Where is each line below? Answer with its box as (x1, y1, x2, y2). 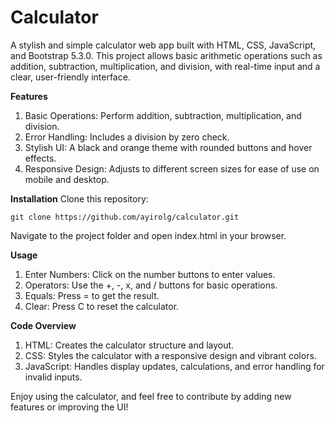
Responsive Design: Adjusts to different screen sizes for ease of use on (24, 162, 320, 175)
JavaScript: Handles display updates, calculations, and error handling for (24, 360, 325, 372)
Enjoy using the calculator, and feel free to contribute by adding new (10, 390, 292, 402)
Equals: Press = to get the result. (24, 289, 160, 301)
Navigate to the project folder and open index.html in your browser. (10, 229, 287, 241)
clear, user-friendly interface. (10, 71, 131, 83)
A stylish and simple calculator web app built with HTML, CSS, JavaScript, (10, 39, 317, 51)
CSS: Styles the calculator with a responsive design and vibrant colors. (24, 349, 317, 361)
